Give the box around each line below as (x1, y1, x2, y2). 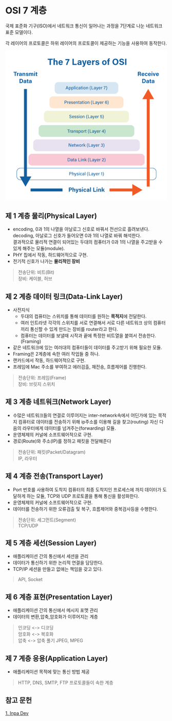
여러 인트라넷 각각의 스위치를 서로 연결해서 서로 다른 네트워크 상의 (20, 320, 152, 326)
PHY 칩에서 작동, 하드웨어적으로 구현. (12, 252, 88, 258)
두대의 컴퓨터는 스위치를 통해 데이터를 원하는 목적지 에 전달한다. (20, 313, 147, 319)
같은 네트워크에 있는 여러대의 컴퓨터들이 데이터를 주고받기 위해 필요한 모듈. (12, 344, 163, 350)
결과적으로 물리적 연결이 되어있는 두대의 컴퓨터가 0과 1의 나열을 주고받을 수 (12, 239, 163, 245)
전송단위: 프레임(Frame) (17, 374, 67, 381)
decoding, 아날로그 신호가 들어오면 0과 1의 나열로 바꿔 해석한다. (12, 233, 142, 239)
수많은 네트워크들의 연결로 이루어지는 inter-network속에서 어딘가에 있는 (12, 412, 157, 418)
